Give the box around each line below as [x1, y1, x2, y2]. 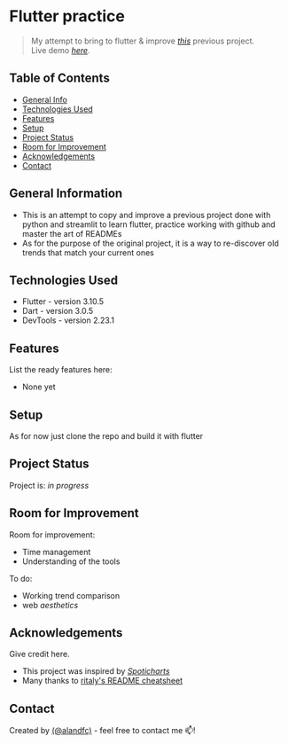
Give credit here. [9, 649, 70, 660]
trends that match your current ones [21, 247, 155, 258]
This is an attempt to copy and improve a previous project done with [21, 209, 271, 220]
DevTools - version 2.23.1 [21, 315, 115, 325]
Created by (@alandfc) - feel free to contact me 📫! [9, 725, 197, 736]
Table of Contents [9, 71, 111, 86]
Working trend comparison [21, 590, 121, 600]
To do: [9, 573, 33, 583]
